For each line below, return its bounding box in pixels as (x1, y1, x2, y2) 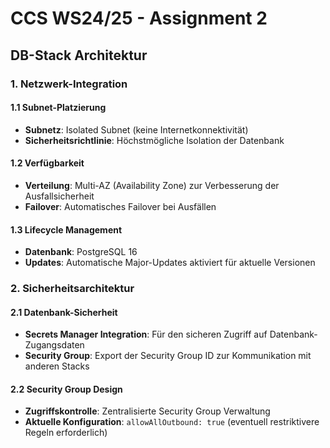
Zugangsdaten (24, 339, 85, 351)
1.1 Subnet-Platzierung (10, 102, 107, 114)
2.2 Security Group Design (10, 383, 123, 395)
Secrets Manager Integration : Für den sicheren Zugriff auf (24, 328, 268, 341)
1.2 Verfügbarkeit (10, 157, 85, 169)
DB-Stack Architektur (10, 47, 148, 64)
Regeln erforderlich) (24, 427, 108, 439)
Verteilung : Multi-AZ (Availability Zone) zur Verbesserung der (24, 179, 280, 191)
